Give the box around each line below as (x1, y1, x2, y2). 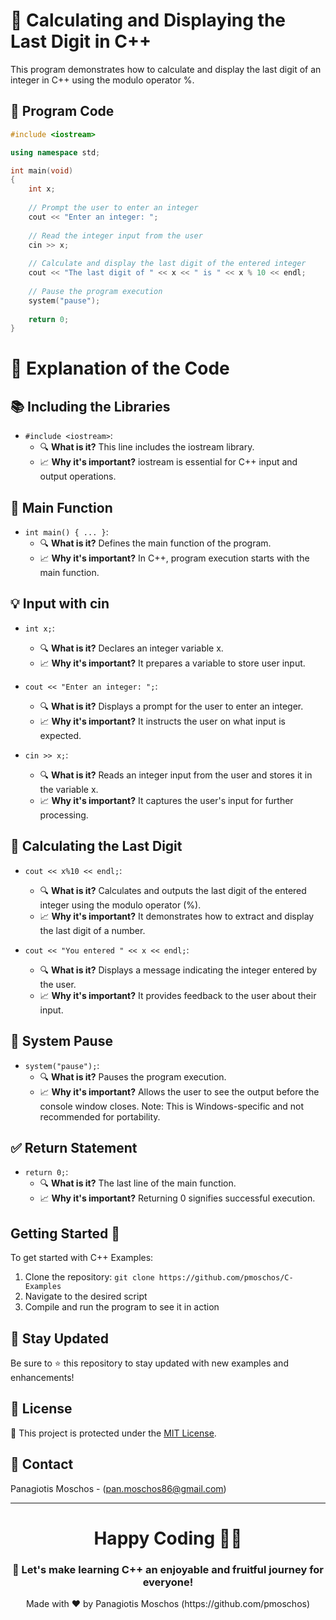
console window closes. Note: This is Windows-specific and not (39, 1100, 305, 1112)
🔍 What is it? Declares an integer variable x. (39, 642, 224, 654)
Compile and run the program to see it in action (24, 1301, 220, 1313)
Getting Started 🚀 (10, 1225, 121, 1242)
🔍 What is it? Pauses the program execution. (39, 1070, 227, 1083)
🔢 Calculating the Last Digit (10, 838, 183, 855)
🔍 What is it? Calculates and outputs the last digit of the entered (39, 884, 307, 896)
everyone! (142, 1575, 194, 1589)
